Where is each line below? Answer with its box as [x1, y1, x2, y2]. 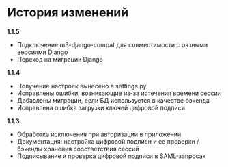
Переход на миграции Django [16, 55, 104, 63]
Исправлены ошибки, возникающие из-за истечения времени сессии [16, 89, 222, 97]
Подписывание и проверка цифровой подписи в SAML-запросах [16, 152, 206, 160]
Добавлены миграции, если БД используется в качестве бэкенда [16, 96, 210, 104]
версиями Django [16, 48, 68, 56]
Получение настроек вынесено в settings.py [16, 81, 147, 90]
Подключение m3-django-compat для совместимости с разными [16, 40, 208, 49]
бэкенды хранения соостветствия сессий [16, 144, 139, 153]
